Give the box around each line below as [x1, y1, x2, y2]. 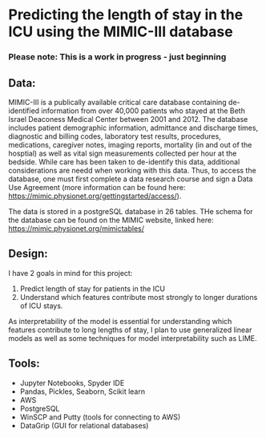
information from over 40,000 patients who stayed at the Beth [41, 106, 246, 116]
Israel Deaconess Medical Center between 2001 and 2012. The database [8, 114, 248, 124]
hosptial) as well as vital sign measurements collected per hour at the [8, 148, 237, 158]
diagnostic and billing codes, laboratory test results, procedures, [8, 131, 222, 141]
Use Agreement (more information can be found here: [8, 182, 186, 192]
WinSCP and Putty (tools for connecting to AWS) [19, 412, 181, 422]
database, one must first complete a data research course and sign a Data [8, 174, 253, 184]
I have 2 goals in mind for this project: [8, 268, 133, 278]
